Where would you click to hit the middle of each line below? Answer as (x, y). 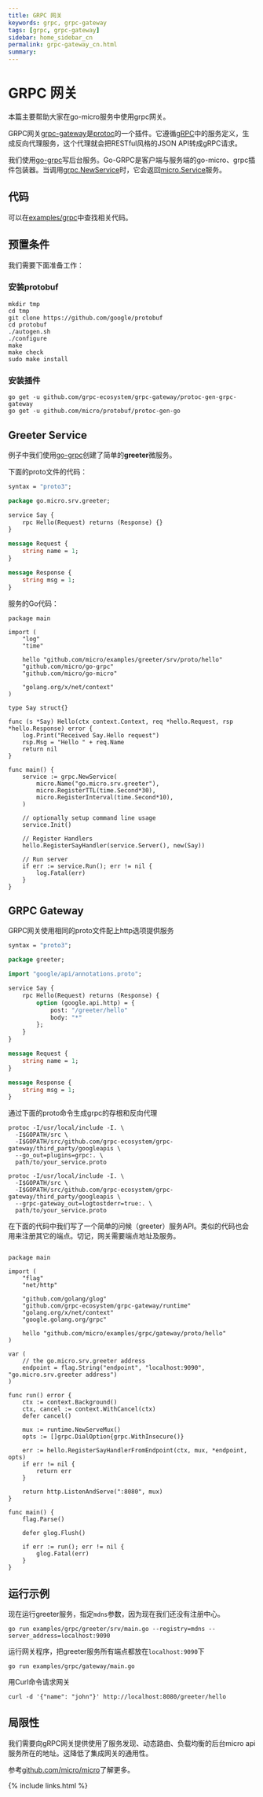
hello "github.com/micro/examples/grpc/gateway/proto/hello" (124, 1334)
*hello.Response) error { (50, 729)
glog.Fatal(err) (63, 1554)
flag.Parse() (44, 1519)
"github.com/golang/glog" (65, 1299)
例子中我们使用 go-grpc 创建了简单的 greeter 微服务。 (92, 455)
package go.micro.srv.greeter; (59, 500)
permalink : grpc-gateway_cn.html (63, 45)
